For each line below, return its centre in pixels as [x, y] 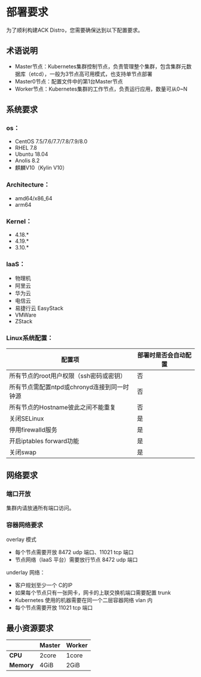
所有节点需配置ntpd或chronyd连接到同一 [66, 387]
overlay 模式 [22, 539]
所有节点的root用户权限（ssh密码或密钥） [68, 375]
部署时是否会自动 [161, 355]
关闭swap [23, 452]
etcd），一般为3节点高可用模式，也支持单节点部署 [92, 74]
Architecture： [28, 185]
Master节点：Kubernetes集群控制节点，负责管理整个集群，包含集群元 [100, 66]
